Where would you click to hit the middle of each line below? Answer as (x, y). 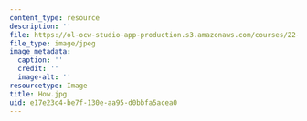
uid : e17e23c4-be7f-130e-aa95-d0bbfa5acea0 (94, 102)
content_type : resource (55, 18)
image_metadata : (40, 52)
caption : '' (41, 60)
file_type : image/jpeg (53, 43)
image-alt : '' (44, 77)
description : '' (40, 26)
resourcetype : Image (49, 86)
